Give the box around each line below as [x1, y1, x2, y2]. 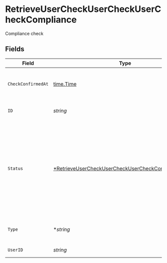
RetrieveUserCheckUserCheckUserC [5, 3, 162, 15]
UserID [7, 247, 23, 253]
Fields [5, 45, 25, 53]
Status [7, 166, 23, 171]
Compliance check [5, 30, 44, 36]
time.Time [53, 81, 77, 88]
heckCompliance [5, 14, 77, 25]
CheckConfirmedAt [7, 81, 49, 87]
